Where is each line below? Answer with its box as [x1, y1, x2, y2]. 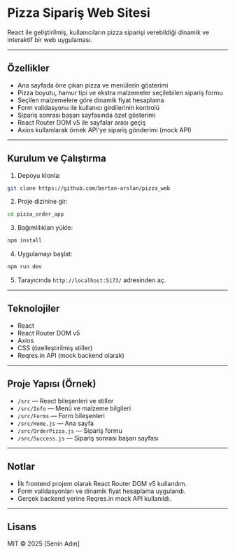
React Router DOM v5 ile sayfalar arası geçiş [17, 118, 146, 127]
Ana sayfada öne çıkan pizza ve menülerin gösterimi [17, 81, 169, 89]
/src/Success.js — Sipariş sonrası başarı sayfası [17, 434, 159, 442]
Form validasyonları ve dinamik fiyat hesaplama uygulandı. [17, 487, 186, 495]
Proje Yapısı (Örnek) [7, 378, 97, 390]
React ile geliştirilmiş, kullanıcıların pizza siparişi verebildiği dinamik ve [7, 28, 210, 36]
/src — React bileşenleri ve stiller [17, 396, 114, 405]
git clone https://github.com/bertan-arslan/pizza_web [7, 184, 171, 192]
